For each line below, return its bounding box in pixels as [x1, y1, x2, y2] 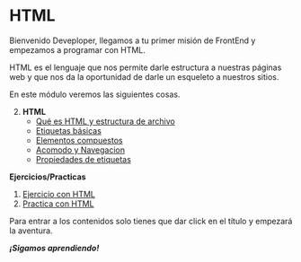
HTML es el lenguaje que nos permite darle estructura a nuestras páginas [9, 62, 282, 73]
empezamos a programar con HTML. [9, 44, 146, 55]
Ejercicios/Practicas [9, 171, 87, 182]
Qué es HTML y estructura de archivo [35, 116, 175, 127]
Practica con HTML [22, 198, 94, 209]
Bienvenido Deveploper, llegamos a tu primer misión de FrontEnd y [9, 35, 256, 46]
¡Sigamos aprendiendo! [9, 242, 100, 253]
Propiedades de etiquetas [35, 153, 132, 164]
